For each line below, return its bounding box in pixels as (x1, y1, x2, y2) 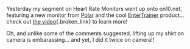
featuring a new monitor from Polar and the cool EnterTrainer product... (6, 11, 185, 19)
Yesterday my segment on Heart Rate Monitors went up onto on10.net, (6, 5, 183, 12)
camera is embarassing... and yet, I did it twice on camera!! (6, 36, 155, 43)
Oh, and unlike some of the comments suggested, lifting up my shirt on (6, 30, 185, 37)
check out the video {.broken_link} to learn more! (6, 18, 128, 25)
